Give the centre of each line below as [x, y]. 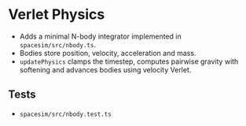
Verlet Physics [57, 15]
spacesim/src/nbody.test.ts [65, 114]
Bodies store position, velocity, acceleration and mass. [108, 53]
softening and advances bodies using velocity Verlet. [105, 69]
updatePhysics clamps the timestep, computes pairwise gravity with [129, 61]
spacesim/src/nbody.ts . [58, 44]
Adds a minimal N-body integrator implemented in [101, 36]
